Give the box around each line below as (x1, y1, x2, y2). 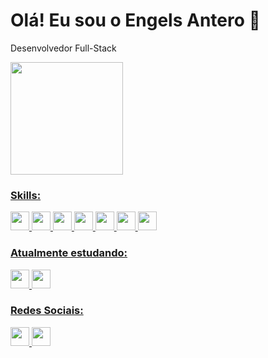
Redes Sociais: (10, 304, 84, 318)
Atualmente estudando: (10, 246, 128, 260)
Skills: (10, 188, 42, 202)
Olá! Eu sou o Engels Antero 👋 (10, 9, 261, 32)
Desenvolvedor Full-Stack (10, 42, 117, 54)
